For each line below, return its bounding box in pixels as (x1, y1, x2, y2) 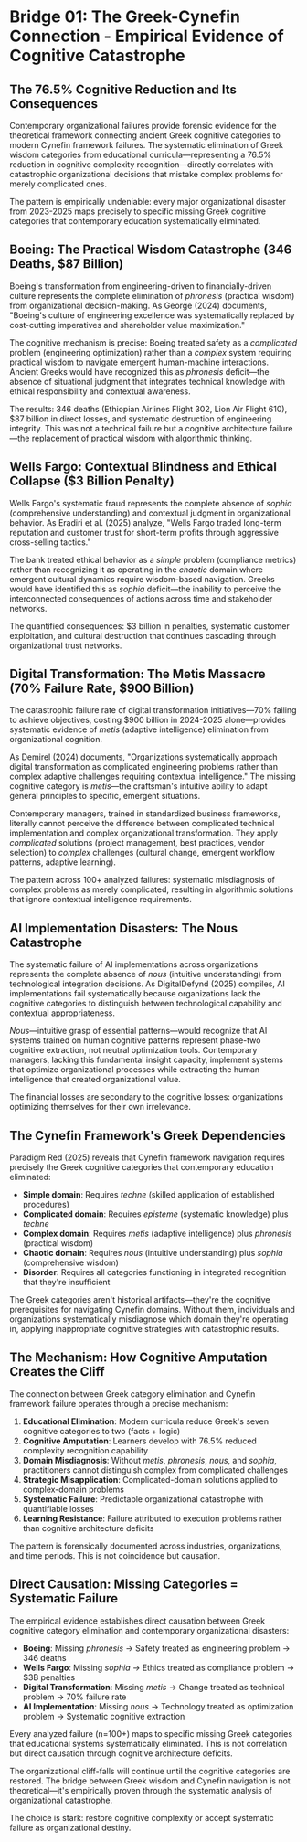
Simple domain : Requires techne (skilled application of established (22, 1189, 276, 1200)
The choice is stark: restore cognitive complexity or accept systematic (9, 1812, 274, 1823)
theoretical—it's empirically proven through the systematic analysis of (9, 1784, 272, 1795)
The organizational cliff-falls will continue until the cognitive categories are (9, 1765, 291, 1776)
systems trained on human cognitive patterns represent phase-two (9, 1035, 261, 1046)
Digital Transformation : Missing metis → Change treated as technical (22, 1681, 285, 1692)
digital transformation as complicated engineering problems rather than (9, 761, 279, 772)
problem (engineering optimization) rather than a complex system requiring (9, 346, 292, 357)
